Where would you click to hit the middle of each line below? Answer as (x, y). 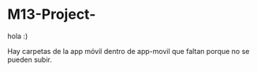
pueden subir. (30, 59)
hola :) (18, 36)
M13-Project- (52, 14)
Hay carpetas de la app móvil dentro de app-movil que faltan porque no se (128, 51)
